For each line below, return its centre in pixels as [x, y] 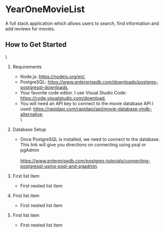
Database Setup [29, 129]
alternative [31, 114]
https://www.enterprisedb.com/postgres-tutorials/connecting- [85, 161]
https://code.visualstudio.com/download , [63, 98]
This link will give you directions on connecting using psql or [83, 144]
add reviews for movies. [30, 28]
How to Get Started [36, 45]
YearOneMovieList [45, 9]
